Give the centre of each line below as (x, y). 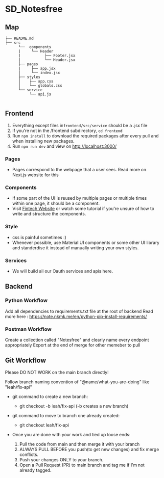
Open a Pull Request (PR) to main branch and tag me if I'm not (82, 465)
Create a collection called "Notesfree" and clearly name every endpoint (77, 340)
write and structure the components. (49, 214)
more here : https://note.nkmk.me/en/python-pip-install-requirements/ (76, 316)
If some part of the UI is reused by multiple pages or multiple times (79, 198)
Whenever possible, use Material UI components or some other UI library (86, 242)
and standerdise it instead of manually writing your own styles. (75, 248)
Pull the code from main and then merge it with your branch (80, 444)
